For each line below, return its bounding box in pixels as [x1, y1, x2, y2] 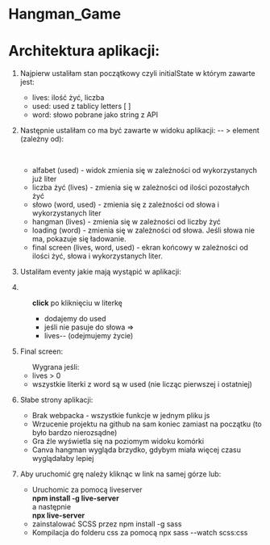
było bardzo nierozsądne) [31, 428, 118, 438]
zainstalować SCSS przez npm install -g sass [31, 519, 182, 529]
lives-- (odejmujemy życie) [44, 331, 134, 341]
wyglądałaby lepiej [31, 454, 94, 463]
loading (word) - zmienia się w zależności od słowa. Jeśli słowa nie [31, 225, 255, 235]
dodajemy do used [44, 314, 106, 324]
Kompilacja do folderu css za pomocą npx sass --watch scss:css [31, 528, 248, 538]
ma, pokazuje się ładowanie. [31, 234, 127, 244]
